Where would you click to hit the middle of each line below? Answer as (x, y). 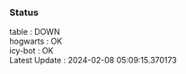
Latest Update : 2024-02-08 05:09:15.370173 (93, 61)
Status (24, 12)
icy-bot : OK (31, 51)
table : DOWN (35, 32)
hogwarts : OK (36, 41)
